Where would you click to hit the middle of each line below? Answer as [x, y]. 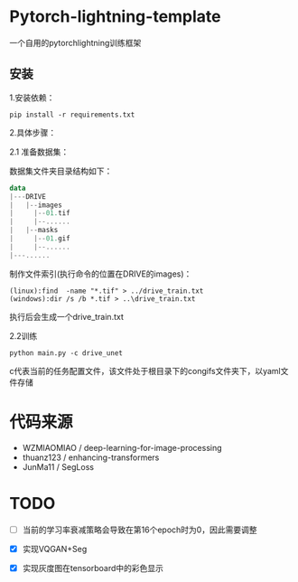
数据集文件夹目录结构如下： [61, 171]
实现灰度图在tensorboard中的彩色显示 [93, 568]
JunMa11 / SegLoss [58, 466]
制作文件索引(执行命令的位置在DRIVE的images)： [101, 274]
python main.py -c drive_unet [66, 353]
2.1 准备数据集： [39, 152]
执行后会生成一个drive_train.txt [66, 316]
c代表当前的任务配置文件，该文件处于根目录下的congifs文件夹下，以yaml [145, 371]
